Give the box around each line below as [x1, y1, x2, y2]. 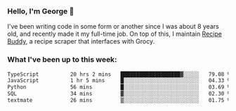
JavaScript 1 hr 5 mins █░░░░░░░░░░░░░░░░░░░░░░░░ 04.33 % [7, 77, 231, 84]
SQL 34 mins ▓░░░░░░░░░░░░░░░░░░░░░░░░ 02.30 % [7, 91, 231, 98]
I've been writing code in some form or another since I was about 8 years [7, 22, 219, 31]
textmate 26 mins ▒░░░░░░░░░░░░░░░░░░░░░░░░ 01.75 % [7, 97, 231, 104]
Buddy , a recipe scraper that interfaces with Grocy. [7, 37, 155, 46]
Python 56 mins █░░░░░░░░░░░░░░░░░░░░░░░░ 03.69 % [7, 84, 231, 91]
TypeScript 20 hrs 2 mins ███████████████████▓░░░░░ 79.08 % [7, 70, 231, 78]
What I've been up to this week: [7, 55, 117, 65]
